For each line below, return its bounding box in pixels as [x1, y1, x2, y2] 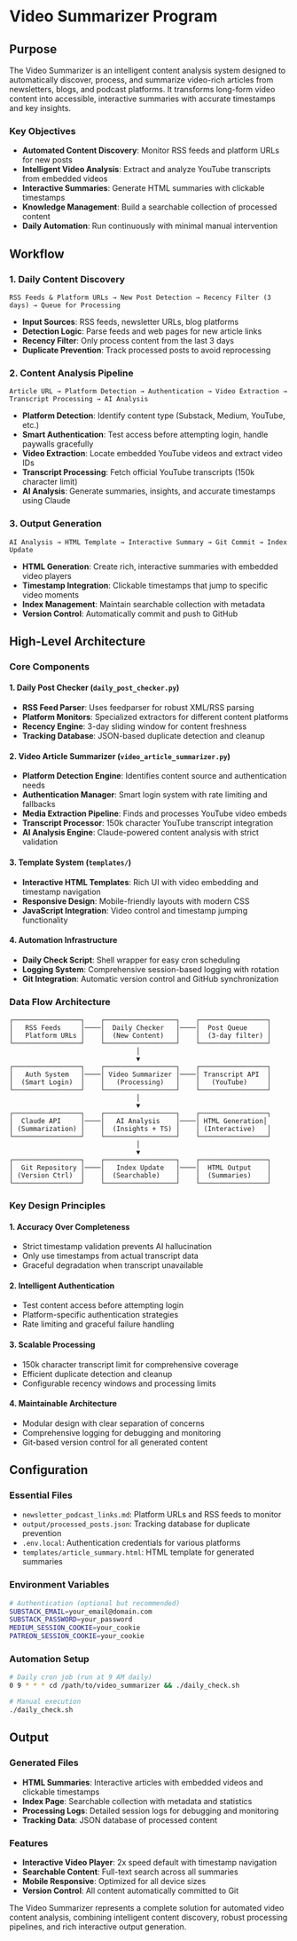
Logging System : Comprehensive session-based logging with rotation [21, 963, 279, 974]
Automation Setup [9, 1653, 90, 1666]
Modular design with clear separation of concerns [21, 1418, 206, 1429]
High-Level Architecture [9, 633, 146, 649]
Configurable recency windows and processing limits [21, 1378, 217, 1389]
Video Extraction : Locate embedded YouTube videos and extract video [21, 448, 284, 459]
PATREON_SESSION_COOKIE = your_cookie [9, 1632, 145, 1641]
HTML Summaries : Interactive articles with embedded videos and [21, 1777, 263, 1787]
